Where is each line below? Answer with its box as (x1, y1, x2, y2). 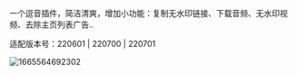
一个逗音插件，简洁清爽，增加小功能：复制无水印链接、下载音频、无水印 (9, 8, 280, 18)
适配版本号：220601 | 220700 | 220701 (9, 39, 156, 49)
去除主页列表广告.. (25, 19, 94, 30)
